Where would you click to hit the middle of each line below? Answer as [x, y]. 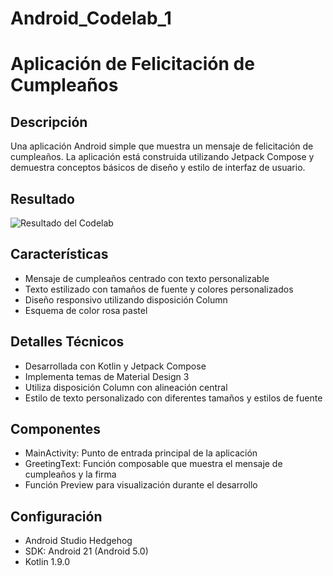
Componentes [56, 429]
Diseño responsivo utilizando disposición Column [126, 299]
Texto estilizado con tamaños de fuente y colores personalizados [159, 289]
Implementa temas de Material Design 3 [107, 376]
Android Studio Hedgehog [78, 541]
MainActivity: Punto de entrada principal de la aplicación [141, 453]
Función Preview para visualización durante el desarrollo [141, 485]
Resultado [42, 198]
